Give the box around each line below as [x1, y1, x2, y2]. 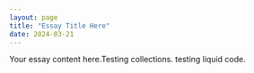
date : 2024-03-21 [9, 29, 74, 38]
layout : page [9, 12, 58, 22]
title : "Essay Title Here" [9, 21, 110, 30]
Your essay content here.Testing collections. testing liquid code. [9, 54, 247, 65]
